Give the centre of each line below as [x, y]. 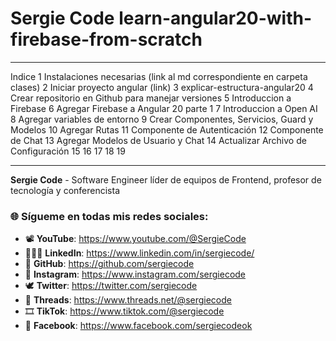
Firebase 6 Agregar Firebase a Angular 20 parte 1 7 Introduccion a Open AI [164, 108]
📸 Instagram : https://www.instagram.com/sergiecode [135, 274]
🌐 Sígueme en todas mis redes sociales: [109, 216]
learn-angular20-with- [215, 18]
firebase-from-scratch [106, 39]
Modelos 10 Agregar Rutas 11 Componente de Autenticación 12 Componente [167, 129]
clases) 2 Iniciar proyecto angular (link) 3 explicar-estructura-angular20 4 [162, 87]
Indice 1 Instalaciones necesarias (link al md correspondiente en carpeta [159, 76]
